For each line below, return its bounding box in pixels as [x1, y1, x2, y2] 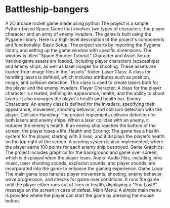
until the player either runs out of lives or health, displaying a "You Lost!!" [5, 181, 158, 188]
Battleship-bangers [5, 4, 89, 15]
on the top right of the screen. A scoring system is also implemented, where [5, 138, 163, 145]
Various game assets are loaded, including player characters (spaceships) [5, 58, 160, 64]
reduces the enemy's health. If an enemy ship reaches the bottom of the [5, 122, 156, 129]
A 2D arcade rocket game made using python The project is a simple [5, 20, 148, 26]
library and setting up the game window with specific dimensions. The [5, 47, 152, 53]
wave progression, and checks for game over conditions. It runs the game [5, 176, 159, 182]
